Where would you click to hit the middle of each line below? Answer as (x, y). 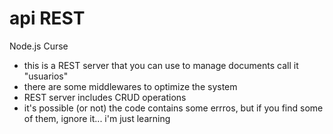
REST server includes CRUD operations (105, 97)
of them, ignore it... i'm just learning (97, 118)
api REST (47, 18)
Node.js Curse (39, 46)
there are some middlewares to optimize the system (130, 86)
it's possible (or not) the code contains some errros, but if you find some (173, 108)
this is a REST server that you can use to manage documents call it (161, 65)
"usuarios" (46, 76)
